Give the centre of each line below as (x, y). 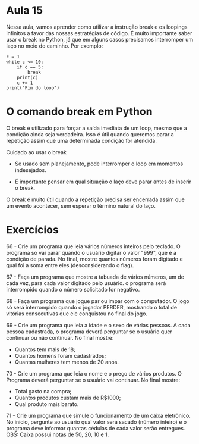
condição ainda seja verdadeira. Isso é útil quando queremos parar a (90, 134)
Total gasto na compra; (43, 391)
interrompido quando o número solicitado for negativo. (73, 289)
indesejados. (30, 170)
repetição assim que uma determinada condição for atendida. (82, 140)
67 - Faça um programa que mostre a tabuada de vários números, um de (95, 277)
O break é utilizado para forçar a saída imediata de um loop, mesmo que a (97, 128)
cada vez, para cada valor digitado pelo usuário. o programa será (86, 283)
